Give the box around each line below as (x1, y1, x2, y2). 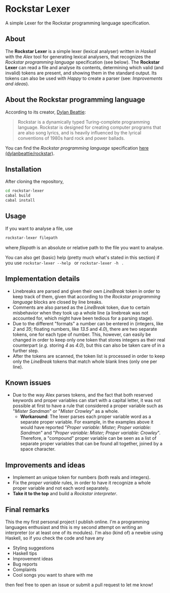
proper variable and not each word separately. (12, 485, 110, 491)
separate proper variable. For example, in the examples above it (20, 419, 154, 425)
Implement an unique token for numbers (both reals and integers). (12, 474, 151, 481)
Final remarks (5, 505, 50, 514)
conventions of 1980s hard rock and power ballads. (17, 135, 125, 141)
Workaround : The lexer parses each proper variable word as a (20, 413, 151, 420)
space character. (20, 446, 56, 452)
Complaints (12, 566, 37, 573)
